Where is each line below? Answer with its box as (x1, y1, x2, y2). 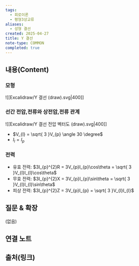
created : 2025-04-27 (5, 31, 49, 36)
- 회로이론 (10, 12, 29, 17)
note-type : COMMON (5, 41, 44, 46)
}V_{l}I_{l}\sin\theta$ (12, 181, 55, 187)
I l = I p (12, 136, 24, 144)
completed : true (5, 45, 40, 50)
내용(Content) (5, 66, 49, 74)
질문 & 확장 (5, 204, 38, 213)
